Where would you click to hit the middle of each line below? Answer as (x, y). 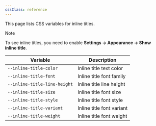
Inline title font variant (103, 108)
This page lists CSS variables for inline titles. (50, 24)
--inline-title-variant (35, 108)
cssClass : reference (26, 10)
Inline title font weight (103, 116)
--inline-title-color (33, 68)
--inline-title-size (31, 92)
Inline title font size (99, 92)
